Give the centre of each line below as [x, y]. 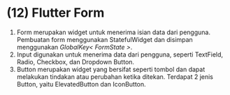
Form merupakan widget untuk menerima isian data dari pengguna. [114, 32]
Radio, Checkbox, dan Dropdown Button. [75, 61]
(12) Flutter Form [56, 13]
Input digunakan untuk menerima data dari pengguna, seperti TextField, [120, 54]
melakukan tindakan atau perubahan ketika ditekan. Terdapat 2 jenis [115, 76]
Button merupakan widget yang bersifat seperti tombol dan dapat [111, 69]
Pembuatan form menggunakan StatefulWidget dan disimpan [105, 39]
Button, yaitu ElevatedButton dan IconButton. [81, 84]
